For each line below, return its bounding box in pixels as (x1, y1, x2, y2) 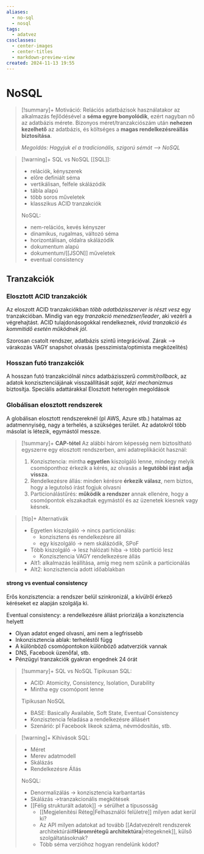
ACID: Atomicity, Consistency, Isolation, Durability (30, 679, 155, 686)
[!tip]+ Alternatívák (21, 514, 69, 522)
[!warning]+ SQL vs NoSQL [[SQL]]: (21, 156, 111, 163)
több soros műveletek (30, 193, 85, 201)
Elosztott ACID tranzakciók (6, 292, 88, 301)
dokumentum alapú (30, 243, 79, 251)
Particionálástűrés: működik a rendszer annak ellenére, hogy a (30, 490, 189, 497)
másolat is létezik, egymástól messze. (6, 427, 102, 435)
